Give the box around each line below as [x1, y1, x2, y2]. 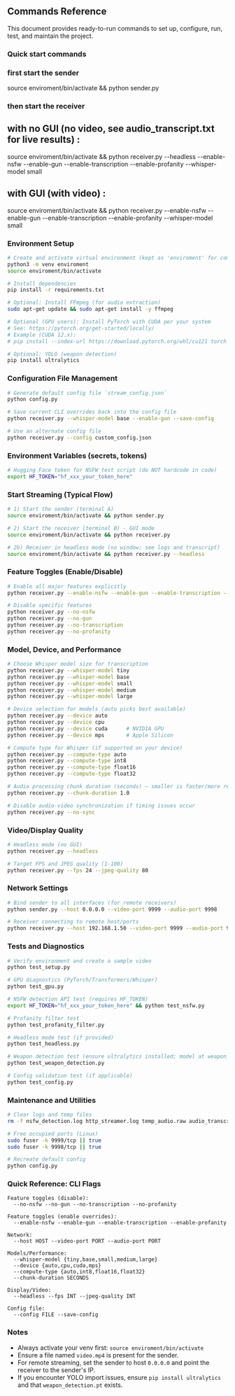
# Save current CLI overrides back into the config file [7, 409, 177, 416]
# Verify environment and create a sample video [7, 957, 152, 965]
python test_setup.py [7, 964, 71, 971]
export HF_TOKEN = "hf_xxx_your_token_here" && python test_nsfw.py [7, 1002, 205, 1009]
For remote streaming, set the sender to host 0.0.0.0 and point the [17, 1358, 210, 1367]
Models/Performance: [7, 1250, 68, 1257]
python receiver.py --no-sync [7, 809, 96, 816]
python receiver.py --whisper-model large [7, 693, 133, 700]
